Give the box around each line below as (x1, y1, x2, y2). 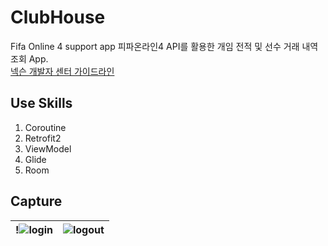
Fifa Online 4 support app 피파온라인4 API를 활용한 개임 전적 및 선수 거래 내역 (10, 40, 319, 52)
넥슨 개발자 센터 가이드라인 (10, 65, 115, 77)
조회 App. (10, 52, 49, 65)
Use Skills (10, 95, 73, 112)
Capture (10, 193, 63, 210)
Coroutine (24, 121, 67, 133)
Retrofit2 (24, 132, 62, 144)
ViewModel (24, 142, 72, 155)
